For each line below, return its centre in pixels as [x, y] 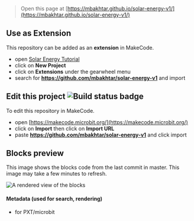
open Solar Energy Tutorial [47, 59]
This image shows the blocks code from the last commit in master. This [93, 167]
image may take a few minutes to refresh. [56, 174]
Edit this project [36, 97]
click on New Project [40, 65]
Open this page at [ [44, 9]
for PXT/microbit [35, 212]
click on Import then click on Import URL [64, 128]
